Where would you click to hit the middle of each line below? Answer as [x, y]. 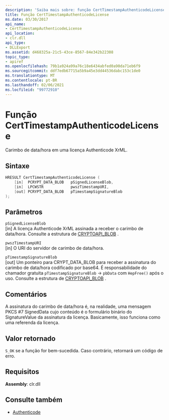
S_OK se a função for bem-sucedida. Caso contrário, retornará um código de [84, 351]
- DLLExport [18, 47]
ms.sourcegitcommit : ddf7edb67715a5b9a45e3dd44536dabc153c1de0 [73, 71]
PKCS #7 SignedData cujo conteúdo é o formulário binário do [69, 312]
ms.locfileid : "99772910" [32, 90]
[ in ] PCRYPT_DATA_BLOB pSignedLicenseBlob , [64, 182]
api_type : [16, 43]
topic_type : [18, 57]
